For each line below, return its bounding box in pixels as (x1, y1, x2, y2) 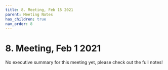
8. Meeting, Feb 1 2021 (5, 43, 101, 54)
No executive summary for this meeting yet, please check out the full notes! (5, 59, 163, 65)
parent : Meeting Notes (5, 12, 53, 17)
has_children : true (5, 16, 47, 21)
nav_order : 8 (5, 21, 33, 26)
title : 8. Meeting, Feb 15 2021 (5, 7, 73, 12)
